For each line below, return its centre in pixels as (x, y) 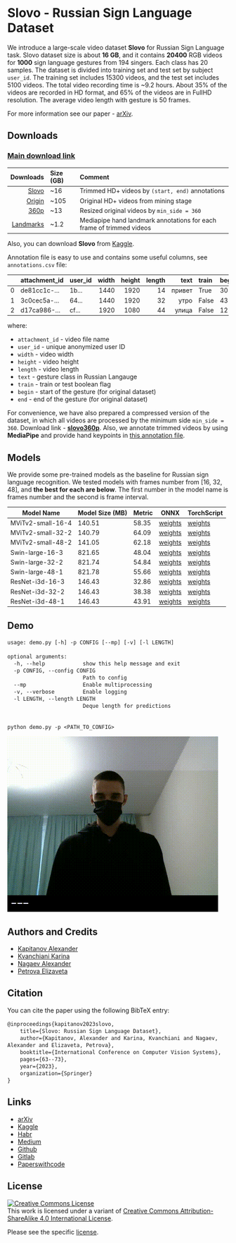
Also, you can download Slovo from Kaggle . (71, 243)
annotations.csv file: (37, 264)
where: (18, 326)
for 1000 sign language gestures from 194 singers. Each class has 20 (108, 62)
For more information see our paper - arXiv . (70, 114)
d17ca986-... (41, 310)
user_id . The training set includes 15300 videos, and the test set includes (113, 77)
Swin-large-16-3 (37, 552)
